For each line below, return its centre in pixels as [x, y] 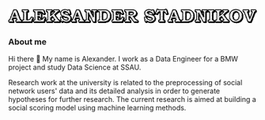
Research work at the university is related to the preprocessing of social [125, 83]
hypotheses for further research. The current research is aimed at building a [132, 99]
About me [28, 42]
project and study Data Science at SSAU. [75, 67]
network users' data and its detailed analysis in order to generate [114, 91]
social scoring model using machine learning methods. [97, 108]
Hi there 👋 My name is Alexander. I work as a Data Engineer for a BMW [123, 59]
